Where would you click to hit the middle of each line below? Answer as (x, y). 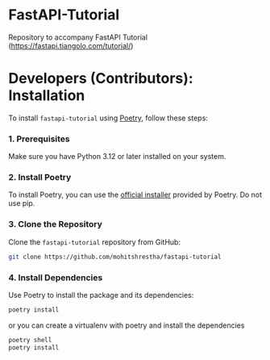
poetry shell (30, 340)
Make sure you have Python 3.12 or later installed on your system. (117, 157)
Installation (47, 96)
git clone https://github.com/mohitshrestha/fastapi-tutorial (115, 257)
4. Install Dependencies (56, 278)
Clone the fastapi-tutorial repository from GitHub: (95, 242)
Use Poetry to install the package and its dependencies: (101, 295)
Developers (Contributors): (101, 79)
